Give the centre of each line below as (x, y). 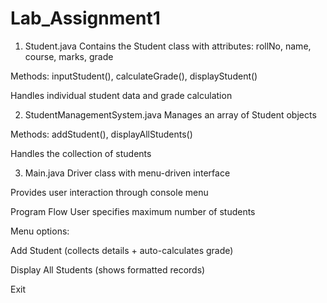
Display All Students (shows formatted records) (108, 269)
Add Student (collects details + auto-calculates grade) (122, 250)
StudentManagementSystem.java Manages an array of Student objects (170, 114)
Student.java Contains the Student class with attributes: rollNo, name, (168, 46)
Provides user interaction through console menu (109, 192)
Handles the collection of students (81, 153)
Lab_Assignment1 (85, 18)
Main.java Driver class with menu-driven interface (127, 173)
